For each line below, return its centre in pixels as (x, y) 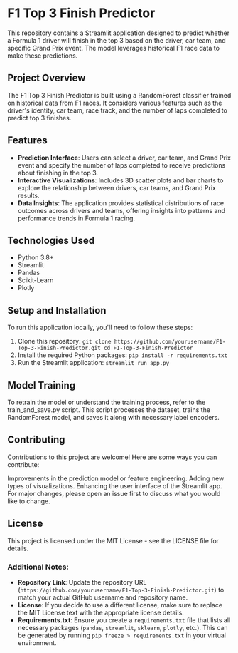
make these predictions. (43, 56)
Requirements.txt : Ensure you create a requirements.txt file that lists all (124, 620)
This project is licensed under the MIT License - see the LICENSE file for (113, 540)
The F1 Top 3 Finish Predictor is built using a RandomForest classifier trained (119, 95)
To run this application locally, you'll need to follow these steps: (100, 328)
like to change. (29, 501)
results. (29, 195)
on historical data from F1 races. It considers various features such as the (115, 103)
